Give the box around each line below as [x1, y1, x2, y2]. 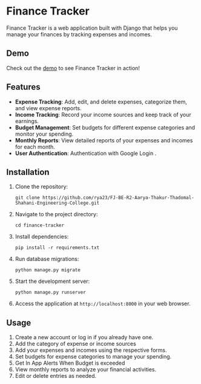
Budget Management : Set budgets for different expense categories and [15, 124, 196, 131]
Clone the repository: [15, 183, 68, 190]
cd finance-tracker [15, 222, 65, 228]
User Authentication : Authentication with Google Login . [15, 150, 157, 157]
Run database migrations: [15, 256, 79, 263]
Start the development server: [15, 277, 90, 285]
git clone [15, 195, 41, 201]
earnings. [15, 117, 39, 125]
